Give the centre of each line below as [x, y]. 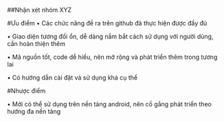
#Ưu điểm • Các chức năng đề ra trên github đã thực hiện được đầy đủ [107, 23]
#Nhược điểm [26, 91]
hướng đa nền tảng [34, 111]
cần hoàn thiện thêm [36, 44]
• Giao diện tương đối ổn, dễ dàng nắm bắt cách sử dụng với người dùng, [110, 36]
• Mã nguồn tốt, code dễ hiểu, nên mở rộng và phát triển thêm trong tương [112, 57]
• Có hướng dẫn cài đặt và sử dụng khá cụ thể [72, 77]
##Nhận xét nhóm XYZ [40, 10]
